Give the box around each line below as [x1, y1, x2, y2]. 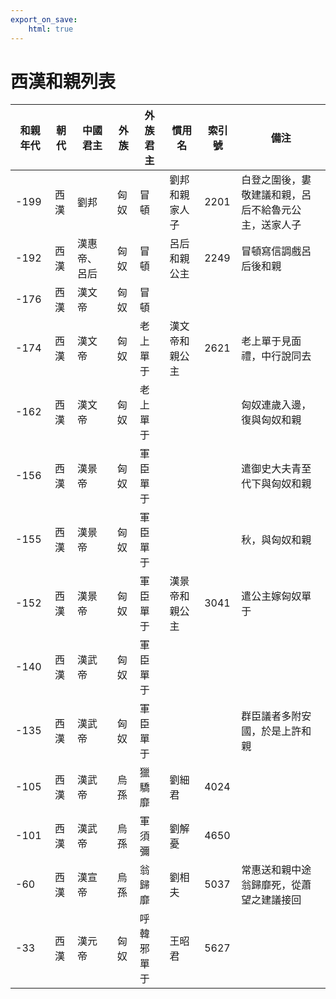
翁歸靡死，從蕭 [241, 878, 312, 892]
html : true [28, 24, 74, 34]
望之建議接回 [241, 893, 302, 907]
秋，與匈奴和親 [241, 533, 312, 547]
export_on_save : [10, 14, 78, 25]
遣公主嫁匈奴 [241, 589, 302, 603]
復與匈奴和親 [241, 413, 302, 427]
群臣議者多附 [241, 709, 302, 723]
